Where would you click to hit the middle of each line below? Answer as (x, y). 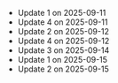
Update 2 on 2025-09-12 (63, 31)
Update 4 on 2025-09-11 (63, 22)
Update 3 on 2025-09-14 (63, 50)
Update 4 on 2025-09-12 (63, 41)
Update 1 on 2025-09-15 (63, 60)
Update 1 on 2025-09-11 (62, 13)
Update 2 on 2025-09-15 (63, 69)
